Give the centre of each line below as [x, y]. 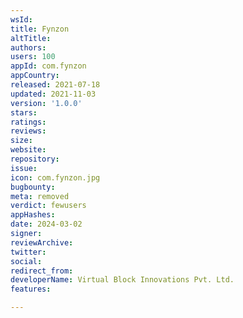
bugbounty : [33, 187]
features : [31, 289]
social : [26, 261]
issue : [24, 168]
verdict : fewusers [48, 206]
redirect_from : [42, 271]
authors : [28, 47]
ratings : [28, 122]
